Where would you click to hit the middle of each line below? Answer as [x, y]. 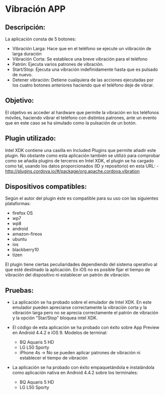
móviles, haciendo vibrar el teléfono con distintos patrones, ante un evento [81, 118]
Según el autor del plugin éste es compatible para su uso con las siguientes [82, 198]
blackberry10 [26, 250]
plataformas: [18, 204]
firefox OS [22, 213]
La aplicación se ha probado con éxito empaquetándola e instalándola [83, 367]
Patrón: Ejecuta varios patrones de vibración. [58, 64]
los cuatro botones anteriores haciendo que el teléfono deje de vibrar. [83, 85]
